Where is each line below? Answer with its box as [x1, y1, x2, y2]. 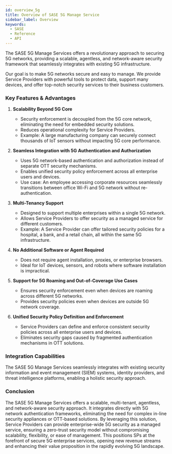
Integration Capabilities [5, 353, 65, 360]
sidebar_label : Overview [5, 17, 58, 22]
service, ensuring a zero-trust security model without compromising [5, 426, 149, 433]
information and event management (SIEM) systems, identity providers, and [5, 370, 165, 376]
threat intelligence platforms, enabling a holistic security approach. [5, 375, 146, 381]
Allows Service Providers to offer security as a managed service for [20, 215, 163, 221]
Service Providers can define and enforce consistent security [20, 324, 150, 330]
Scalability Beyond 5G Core [12, 106, 73, 112]
